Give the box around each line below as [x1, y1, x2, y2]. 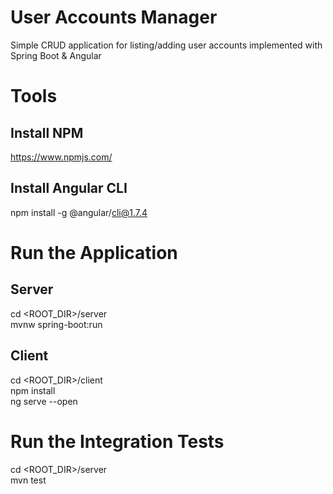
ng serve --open [10, 395, 78, 407]
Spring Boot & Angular [10, 49, 102, 61]
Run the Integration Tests [10, 430, 225, 453]
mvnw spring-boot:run [10, 318, 103, 330]
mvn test [10, 474, 47, 486]
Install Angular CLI [10, 180, 128, 197]
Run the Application [10, 241, 178, 264]
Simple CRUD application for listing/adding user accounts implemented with [10, 39, 323, 51]
